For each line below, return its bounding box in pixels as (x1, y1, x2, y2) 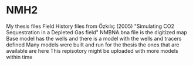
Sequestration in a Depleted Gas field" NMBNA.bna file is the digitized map (6, 28, 188, 35)
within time (6, 53, 33, 60)
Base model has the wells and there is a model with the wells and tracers (6, 35, 182, 42)
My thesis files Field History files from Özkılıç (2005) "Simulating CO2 (6, 23, 175, 30)
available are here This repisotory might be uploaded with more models (6, 47, 178, 54)
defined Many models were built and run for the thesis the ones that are (6, 41, 180, 48)
